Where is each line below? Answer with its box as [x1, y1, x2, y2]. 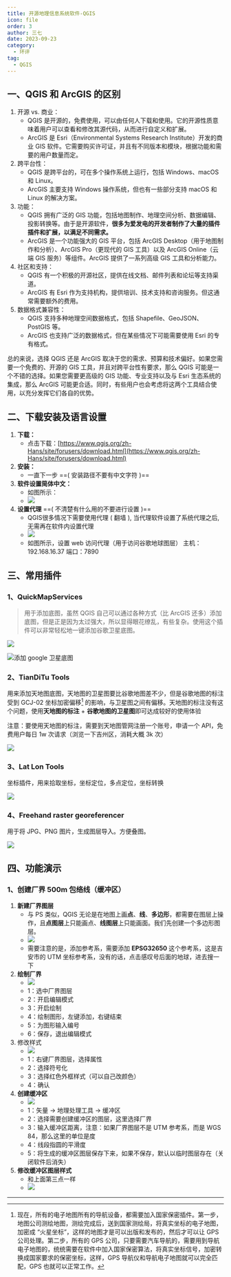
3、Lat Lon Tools [7, 761, 65, 771]
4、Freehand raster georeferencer [7, 811, 124, 820]
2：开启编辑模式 [27, 995, 74, 1004]
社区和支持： [16, 263, 54, 271]
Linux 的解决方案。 [27, 194, 81, 202]
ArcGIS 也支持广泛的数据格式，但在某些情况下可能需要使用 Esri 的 [27, 331, 214, 340]
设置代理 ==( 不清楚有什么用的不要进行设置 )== [16, 505, 151, 513]
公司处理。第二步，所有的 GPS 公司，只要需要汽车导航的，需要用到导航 [16, 1236, 220, 1245]
